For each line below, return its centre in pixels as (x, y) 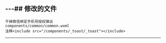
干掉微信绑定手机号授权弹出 (29, 21)
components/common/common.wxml (37, 26)
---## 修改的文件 (31, 9)
